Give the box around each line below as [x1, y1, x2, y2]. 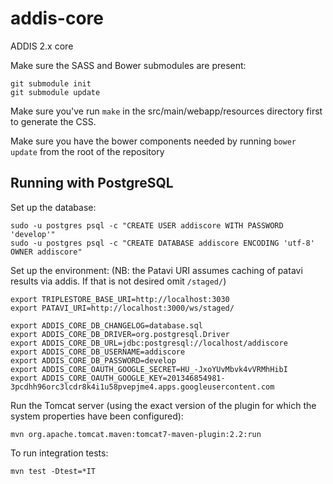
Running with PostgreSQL [10, 175, 174, 192]
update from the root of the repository [10, 145, 165, 157]
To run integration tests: [10, 447, 109, 459]
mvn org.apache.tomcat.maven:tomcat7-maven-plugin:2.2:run [10, 429, 262, 439]
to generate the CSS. [10, 115, 97, 127]
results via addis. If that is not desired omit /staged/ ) [10, 275, 227, 287]
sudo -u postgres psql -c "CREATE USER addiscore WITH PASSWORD [10, 220, 284, 231]
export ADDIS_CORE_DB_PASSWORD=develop [10, 355, 177, 366]
